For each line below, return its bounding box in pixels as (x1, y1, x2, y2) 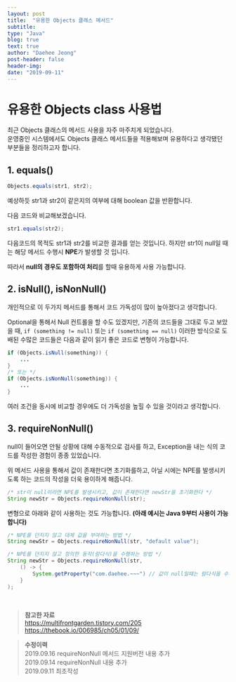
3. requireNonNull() (7, 422, 93, 435)
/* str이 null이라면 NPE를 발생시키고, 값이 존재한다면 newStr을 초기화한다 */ (7, 488, 213, 495)
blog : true (7, 36, 39, 44)
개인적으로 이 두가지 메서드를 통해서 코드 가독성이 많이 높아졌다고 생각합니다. (7, 302, 218, 311)
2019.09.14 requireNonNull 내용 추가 (24, 657, 128, 667)
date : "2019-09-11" (7, 69, 65, 76)
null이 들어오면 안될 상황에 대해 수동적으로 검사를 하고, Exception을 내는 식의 (7, 442, 218, 450)
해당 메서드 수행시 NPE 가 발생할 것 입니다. (14, 248, 130, 256)
